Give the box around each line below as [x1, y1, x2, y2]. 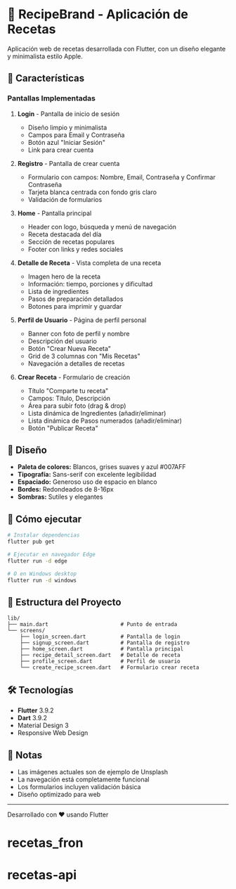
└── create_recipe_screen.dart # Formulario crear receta [20, 664, 199, 671]
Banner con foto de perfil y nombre [27, 329, 130, 338]
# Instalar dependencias [7, 532, 80, 539]
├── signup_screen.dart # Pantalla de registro [20, 639, 190, 646]
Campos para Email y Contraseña [27, 130, 125, 139]
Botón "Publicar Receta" [27, 423, 98, 432]
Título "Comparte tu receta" [27, 386, 109, 395]
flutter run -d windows [7, 577, 77, 584]
